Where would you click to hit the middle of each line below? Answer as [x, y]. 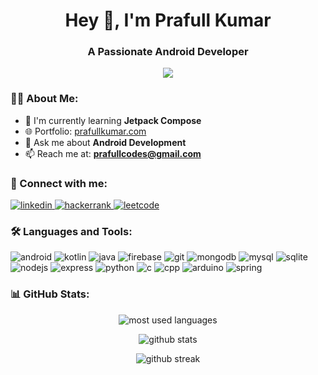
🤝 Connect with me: [59, 183]
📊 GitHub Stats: [50, 294]
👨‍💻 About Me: [44, 99]
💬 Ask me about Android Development [105, 142]
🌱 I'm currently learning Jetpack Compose [113, 120]
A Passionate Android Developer [168, 52]
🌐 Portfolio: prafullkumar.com [85, 131]
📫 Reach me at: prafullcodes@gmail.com [113, 153]
